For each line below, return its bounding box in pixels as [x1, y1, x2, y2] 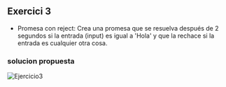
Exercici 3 [7, 6, 51, 17]
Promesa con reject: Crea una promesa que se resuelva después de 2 [17, 24, 219, 32]
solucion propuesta [7, 56, 75, 65]
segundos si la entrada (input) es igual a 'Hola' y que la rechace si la [17, 31, 215, 40]
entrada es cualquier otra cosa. [17, 38, 108, 47]
